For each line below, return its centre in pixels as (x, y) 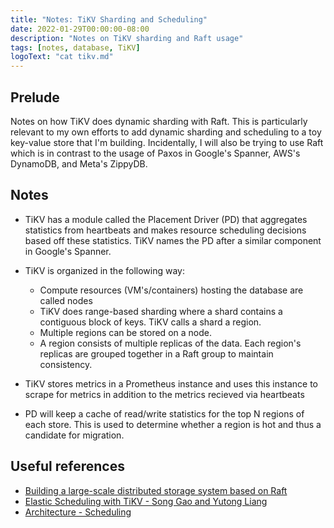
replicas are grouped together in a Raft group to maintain (156, 353)
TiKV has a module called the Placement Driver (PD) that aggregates (166, 219)
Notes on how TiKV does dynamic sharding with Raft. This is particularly (159, 121)
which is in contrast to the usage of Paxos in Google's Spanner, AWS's (155, 153)
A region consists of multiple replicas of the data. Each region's (170, 343)
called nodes (66, 300)
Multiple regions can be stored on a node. (125, 332)
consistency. (66, 364)
